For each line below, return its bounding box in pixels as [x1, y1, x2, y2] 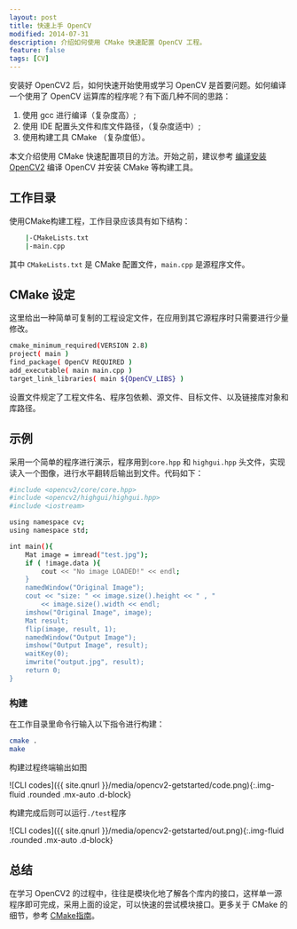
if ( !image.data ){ [25, 559, 101, 568]
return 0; [25, 666, 62, 675]
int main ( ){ [9, 542, 53, 551]
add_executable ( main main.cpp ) [9, 366, 133, 375]
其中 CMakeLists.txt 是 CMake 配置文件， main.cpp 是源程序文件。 [9, 258, 250, 269]
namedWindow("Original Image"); [25, 584, 145, 592]
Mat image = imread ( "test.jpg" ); [25, 550, 149, 560]
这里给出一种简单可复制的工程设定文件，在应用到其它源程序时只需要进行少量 [9, 313, 289, 323]
